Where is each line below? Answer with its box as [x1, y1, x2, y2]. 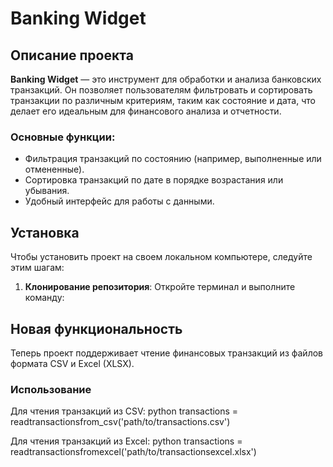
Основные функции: [10, 130, 116, 144]
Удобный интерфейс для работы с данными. [24, 195, 215, 207]
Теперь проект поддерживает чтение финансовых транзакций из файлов [10, 347, 323, 359]
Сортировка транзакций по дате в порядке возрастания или [24, 174, 284, 186]
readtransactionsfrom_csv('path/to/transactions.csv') [10, 416, 231, 428]
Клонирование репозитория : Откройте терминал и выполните [24, 281, 296, 293]
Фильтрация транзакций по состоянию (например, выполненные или [24, 153, 322, 165]
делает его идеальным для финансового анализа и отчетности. [10, 105, 282, 117]
